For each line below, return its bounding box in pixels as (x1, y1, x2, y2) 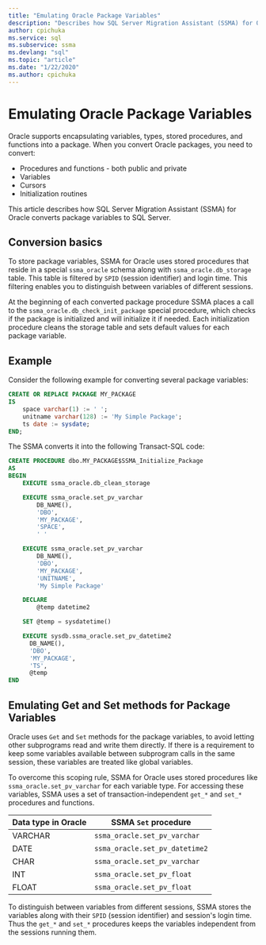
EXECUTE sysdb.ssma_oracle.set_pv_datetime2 (22, 632, 172, 640)
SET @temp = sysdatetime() (22, 618, 112, 626)
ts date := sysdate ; (22, 420, 90, 428)
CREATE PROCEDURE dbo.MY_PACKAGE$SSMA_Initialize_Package (8, 457, 203, 465)
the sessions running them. (8, 928, 97, 937)
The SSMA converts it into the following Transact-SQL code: (8, 442, 205, 451)
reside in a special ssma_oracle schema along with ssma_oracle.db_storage (8, 265, 252, 275)
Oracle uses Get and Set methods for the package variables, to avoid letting (8, 732, 255, 741)
